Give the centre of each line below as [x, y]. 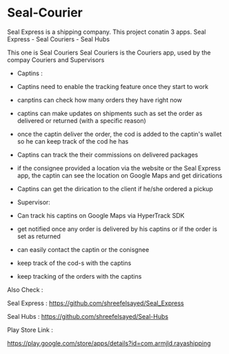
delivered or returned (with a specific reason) [81, 120]
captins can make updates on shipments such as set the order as [110, 113]
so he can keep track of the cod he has [73, 141]
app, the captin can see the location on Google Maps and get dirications [120, 175]
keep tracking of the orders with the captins [79, 276]
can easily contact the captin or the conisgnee [83, 249]
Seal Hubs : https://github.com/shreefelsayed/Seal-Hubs [88, 316]
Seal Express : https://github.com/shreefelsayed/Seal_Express [96, 303]
